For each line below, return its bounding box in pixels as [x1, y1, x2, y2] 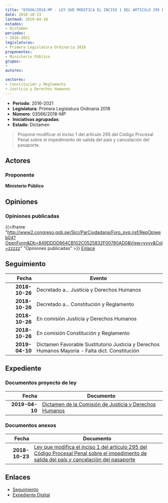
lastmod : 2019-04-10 [5, 17, 48, 22]
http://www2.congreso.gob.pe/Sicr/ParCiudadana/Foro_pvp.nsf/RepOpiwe [7, 229, 161, 235]
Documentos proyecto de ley [5, 380, 77, 387]
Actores [5, 157, 31, 165]
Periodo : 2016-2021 [12, 100, 53, 106]
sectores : [5, 77, 26, 82]
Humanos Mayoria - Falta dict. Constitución [36, 347, 139, 354]
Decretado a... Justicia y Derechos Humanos [36, 286, 141, 293]
